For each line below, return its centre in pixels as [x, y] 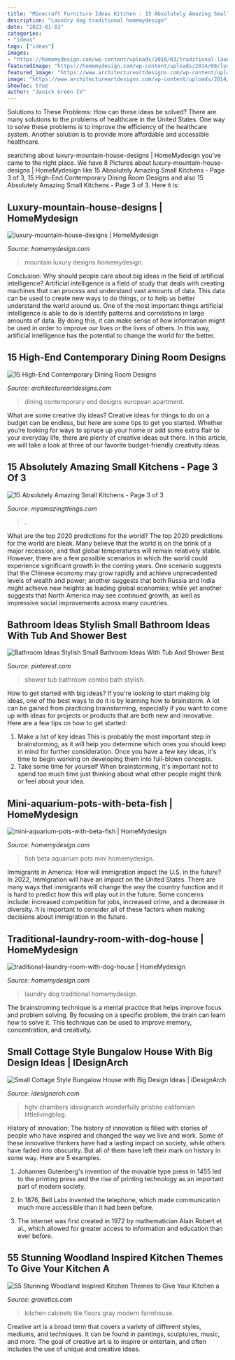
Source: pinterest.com [39, 666]
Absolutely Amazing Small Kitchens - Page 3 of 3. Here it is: [93, 185]
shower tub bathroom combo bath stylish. [85, 680]
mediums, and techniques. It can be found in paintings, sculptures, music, [114, 1334]
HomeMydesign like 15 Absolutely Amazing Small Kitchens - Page [130, 170]
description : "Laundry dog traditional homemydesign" [87, 20]
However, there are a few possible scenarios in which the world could [107, 558]
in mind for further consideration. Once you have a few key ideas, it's [117, 752]
